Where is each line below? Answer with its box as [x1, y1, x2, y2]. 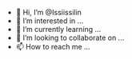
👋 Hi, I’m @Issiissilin [15, 8, 82, 17]
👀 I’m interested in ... [15, 16, 84, 26]
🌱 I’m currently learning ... [15, 25, 102, 33]
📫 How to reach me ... [15, 42, 90, 51]
